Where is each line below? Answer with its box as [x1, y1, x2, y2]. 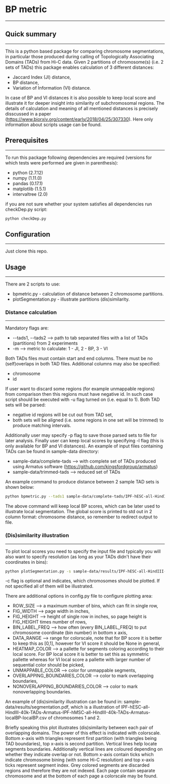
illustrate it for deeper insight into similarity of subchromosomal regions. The [5, 100, 164, 106]
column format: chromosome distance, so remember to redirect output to [5, 514, 158, 520]
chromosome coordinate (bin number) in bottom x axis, [12, 630, 127, 636]
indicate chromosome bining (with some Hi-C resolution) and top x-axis [5, 757, 154, 763]
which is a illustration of [70, 704, 120, 710]
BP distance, [12, 79, 39, 86]
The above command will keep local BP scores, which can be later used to [5, 503, 160, 509]
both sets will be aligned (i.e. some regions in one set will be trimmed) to [12, 417, 164, 423]
